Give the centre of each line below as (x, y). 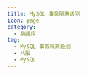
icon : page (23, 20)
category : (22, 27)
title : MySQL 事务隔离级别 (44, 14)
